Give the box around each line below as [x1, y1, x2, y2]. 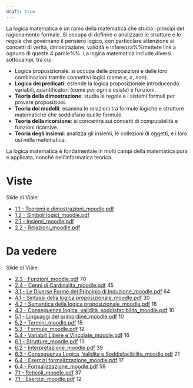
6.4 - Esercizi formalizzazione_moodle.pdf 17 [14, 356, 124, 363]
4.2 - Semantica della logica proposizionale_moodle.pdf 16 [14, 300, 157, 307]
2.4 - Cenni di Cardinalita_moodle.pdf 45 [14, 282, 114, 289]
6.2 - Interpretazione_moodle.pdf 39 [14, 344, 103, 351]
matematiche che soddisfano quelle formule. [14, 111, 124, 118]
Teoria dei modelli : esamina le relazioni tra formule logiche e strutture [14, 105, 184, 112]
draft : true [6, 8, 35, 15]
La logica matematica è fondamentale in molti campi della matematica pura [6, 148, 188, 155]
